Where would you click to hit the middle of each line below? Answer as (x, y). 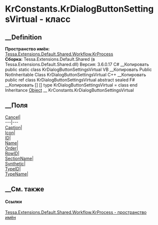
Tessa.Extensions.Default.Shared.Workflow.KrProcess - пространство (76, 212)
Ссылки (14, 201)
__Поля (17, 105)
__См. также (25, 189)
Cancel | (13, 117)
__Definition (24, 37)
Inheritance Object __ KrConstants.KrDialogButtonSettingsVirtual (70, 90)
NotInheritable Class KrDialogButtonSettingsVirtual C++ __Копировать (76, 75)
